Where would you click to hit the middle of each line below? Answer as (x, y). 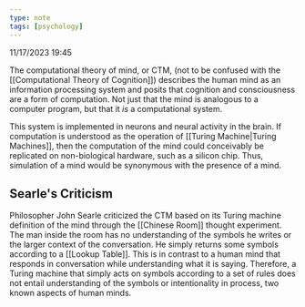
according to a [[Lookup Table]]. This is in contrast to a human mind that (145, 254)
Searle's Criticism (61, 194)
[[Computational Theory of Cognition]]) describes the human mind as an (145, 79)
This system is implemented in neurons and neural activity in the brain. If (146, 126)
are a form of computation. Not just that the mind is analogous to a (134, 99)
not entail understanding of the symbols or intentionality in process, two (144, 283)
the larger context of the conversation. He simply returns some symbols (144, 245)
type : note (30, 18)
